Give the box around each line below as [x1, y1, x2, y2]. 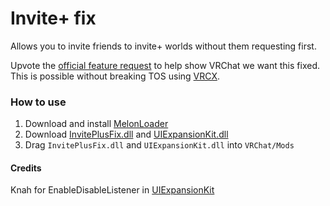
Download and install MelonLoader [24, 118, 169, 130]
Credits [10, 162, 42, 174]
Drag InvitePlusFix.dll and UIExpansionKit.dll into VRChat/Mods [24, 139, 295, 151]
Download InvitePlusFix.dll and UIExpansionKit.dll [24, 128, 229, 141]
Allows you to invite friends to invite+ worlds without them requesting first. [10, 40, 317, 52]
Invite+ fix [10, 7, 97, 30]
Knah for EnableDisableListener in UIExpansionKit [10, 184, 215, 196]
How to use [10, 95, 67, 109]
